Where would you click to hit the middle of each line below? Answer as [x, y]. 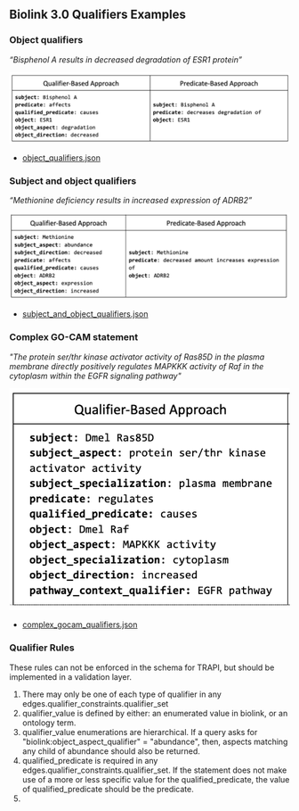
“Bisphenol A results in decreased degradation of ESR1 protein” [126, 59]
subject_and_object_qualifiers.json [85, 314]
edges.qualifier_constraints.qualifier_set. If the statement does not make [154, 770]
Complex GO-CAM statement [74, 337]
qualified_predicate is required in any [90, 760]
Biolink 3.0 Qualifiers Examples [98, 15]
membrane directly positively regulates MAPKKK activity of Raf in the [137, 366]
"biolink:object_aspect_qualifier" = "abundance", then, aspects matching [155, 741]
